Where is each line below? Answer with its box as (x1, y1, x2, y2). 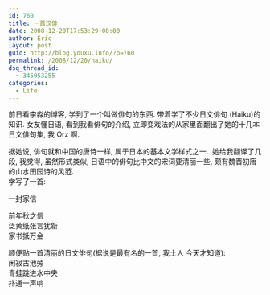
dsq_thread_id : (8, 64, 59, 72)
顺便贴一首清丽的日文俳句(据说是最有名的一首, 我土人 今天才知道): (8, 248, 227, 258)
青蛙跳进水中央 (8, 268, 58, 278)
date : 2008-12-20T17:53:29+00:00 (8, 27, 121, 35)
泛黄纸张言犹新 (8, 221, 58, 231)
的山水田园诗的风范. (8, 166, 75, 177)
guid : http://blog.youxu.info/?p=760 (8, 49, 135, 57)
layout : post (8, 42, 52, 50)
